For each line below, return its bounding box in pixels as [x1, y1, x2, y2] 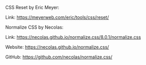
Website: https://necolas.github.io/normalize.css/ [5, 44, 109, 50]
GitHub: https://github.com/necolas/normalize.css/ [5, 54, 113, 60]
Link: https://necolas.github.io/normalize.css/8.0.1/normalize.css [5, 34, 141, 40]
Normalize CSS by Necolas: [5, 24, 64, 30]
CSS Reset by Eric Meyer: [5, 5, 60, 10]
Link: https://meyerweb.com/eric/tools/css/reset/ [5, 14, 109, 20]
